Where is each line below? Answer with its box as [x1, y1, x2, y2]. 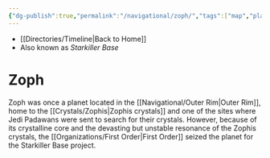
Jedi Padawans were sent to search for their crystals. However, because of [8, 114, 257, 124]
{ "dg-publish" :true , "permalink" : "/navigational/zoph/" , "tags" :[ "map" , [8, 11, 250, 20]
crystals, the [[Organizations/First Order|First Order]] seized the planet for [8, 131, 254, 141]
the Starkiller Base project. [8, 140, 96, 150]
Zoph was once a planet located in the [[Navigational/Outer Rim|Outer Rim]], [8, 98, 261, 107]
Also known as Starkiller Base [19, 42, 119, 52]
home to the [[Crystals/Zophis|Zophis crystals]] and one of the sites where [8, 106, 256, 115]
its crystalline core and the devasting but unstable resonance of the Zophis [8, 123, 257, 133]
